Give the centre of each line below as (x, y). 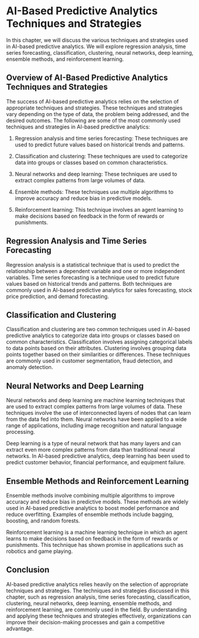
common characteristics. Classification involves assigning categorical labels (99, 342)
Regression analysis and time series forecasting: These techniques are (101, 138)
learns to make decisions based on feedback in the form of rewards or (92, 539)
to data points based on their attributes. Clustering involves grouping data (97, 348)
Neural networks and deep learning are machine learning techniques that (96, 401)
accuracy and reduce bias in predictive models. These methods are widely (97, 502)
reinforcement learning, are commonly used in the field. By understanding (97, 609)
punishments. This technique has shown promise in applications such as (95, 545)
